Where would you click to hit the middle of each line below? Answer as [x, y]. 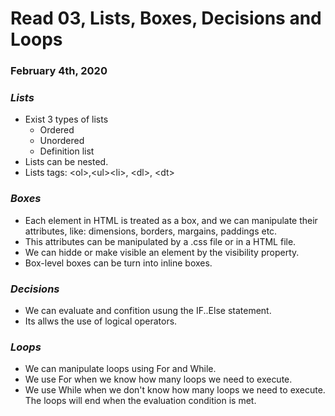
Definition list [67, 151]
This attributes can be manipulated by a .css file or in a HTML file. [160, 241]
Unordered [62, 141]
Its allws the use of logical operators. [101, 321]
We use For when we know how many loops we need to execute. [158, 379]
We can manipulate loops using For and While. [120, 369]
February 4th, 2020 [59, 71]
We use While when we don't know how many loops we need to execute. [175, 390]
